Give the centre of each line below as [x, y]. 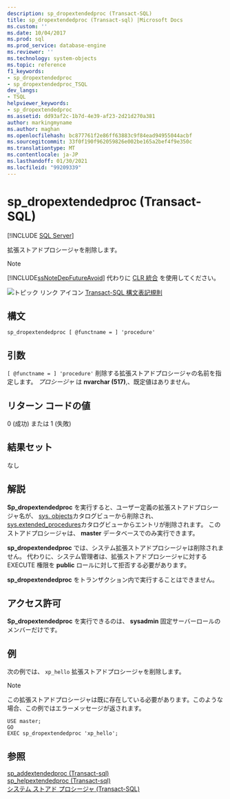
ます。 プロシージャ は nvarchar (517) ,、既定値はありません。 [106, 382]
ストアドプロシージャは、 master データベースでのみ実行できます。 [103, 533]
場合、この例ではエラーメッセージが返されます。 [76, 709]
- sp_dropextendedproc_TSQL [48, 84]
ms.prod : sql [26, 39]
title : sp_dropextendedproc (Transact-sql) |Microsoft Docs [95, 20]
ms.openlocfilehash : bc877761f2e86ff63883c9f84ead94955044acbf [100, 135]
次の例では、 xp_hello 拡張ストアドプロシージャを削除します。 [96, 672]
